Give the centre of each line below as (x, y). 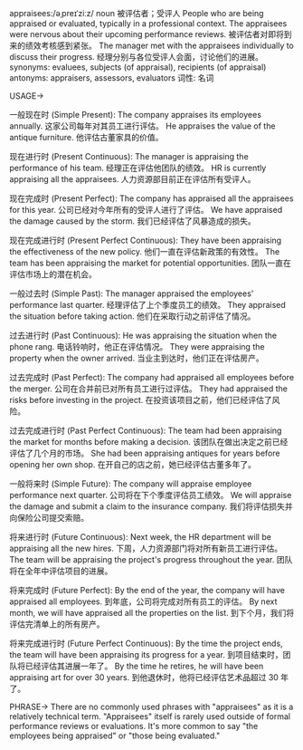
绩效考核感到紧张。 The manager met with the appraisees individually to (159, 45)
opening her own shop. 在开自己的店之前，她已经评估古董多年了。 (133, 464)
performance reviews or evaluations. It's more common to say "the (134, 726)
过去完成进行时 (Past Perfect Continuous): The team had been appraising (146, 430)
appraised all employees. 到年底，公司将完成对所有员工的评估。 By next (143, 601)
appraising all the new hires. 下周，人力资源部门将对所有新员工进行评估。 (146, 548)
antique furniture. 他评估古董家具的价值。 (86, 137)
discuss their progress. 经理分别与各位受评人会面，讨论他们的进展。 (137, 57)
